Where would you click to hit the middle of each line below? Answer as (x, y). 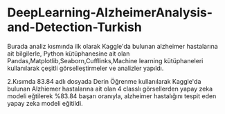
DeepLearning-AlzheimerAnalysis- (110, 13)
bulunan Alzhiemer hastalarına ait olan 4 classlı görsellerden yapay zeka (110, 89)
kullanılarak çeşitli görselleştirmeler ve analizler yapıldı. (85, 68)
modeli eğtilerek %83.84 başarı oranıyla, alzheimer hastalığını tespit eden (112, 96)
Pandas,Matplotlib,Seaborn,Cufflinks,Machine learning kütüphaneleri (105, 60)
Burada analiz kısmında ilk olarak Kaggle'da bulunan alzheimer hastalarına (112, 46)
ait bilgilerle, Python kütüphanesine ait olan (69, 54)
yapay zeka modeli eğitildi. (45, 103)
